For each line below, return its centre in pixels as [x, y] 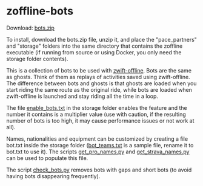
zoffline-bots [40, 11]
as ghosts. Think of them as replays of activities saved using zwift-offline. [98, 77]
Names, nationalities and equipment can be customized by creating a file [97, 139]
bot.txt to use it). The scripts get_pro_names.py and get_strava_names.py [98, 152]
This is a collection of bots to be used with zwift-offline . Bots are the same [99, 70]
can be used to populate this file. [47, 158]
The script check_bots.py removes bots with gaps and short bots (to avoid [99, 170]
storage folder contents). [37, 59]
